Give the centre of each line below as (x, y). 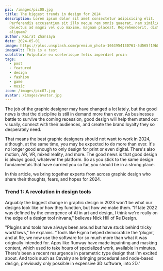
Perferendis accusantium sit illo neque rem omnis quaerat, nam (76, 23)
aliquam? (18, 32)
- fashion (19, 77)
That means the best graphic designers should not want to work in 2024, (78, 139)
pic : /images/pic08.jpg (29, 9)
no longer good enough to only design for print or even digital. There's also (80, 149)
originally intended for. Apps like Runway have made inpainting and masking (81, 242)
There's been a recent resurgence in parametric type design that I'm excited (81, 253)
